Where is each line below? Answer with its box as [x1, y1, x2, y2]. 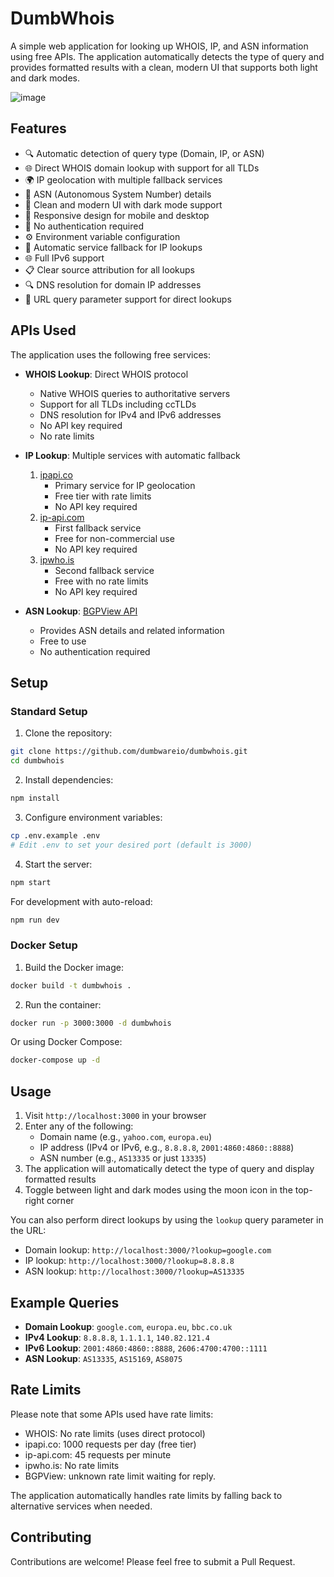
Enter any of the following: [24, 1120, 134, 1132]
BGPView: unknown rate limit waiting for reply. [24, 1470, 217, 1482]
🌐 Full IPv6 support [24, 252, 105, 264]
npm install [10, 793, 60, 803]
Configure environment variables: [24, 811, 163, 823]
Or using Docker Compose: [10, 1036, 123, 1048]
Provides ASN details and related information [39, 624, 225, 636]
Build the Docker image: [24, 961, 125, 973]
